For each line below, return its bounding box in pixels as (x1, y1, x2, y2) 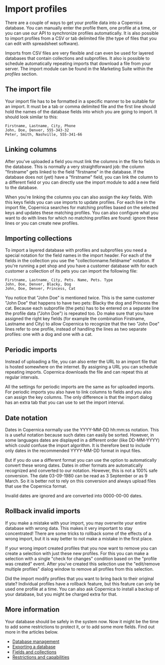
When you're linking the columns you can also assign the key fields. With (5, 194, 153, 200)
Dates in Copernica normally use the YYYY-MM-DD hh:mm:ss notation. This (5, 427, 159, 433)
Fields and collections (12, 649, 56, 655)
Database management (12, 638, 60, 644)
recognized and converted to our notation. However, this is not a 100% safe (5, 468, 158, 473)
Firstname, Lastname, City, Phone (5, 123, 76, 128)
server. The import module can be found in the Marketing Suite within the (5, 65, 153, 72)
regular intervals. (5, 374, 39, 380)
